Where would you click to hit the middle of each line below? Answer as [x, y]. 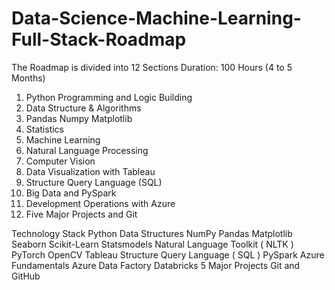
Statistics [45, 129]
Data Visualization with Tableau [90, 171]
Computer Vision [60, 161]
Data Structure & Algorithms [83, 108]
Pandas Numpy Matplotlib [79, 118]
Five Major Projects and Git [81, 214]
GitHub [26, 276]
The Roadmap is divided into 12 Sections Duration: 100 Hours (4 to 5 [152, 67]
